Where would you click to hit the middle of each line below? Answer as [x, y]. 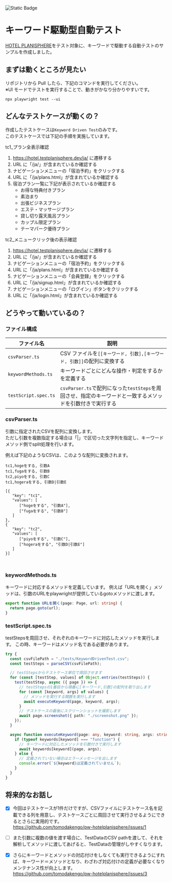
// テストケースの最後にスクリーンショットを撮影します [70, 711]
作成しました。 [39, 52]
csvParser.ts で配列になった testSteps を [108, 388]
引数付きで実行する [93, 403]
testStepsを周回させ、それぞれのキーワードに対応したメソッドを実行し [80, 638]
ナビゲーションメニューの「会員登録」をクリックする [69, 276]
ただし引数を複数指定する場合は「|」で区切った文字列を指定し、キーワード [84, 437]
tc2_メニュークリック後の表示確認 [41, 240]
